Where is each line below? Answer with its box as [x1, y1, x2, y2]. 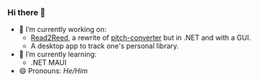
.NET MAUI [30, 58, 67, 67]
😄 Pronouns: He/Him [18, 66, 88, 76]
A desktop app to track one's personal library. [30, 41, 179, 51]
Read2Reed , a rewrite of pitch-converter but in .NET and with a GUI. [30, 33, 251, 42]
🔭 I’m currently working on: [18, 25, 107, 34]
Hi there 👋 [7, 7, 46, 18]
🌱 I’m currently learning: [18, 50, 97, 59]
